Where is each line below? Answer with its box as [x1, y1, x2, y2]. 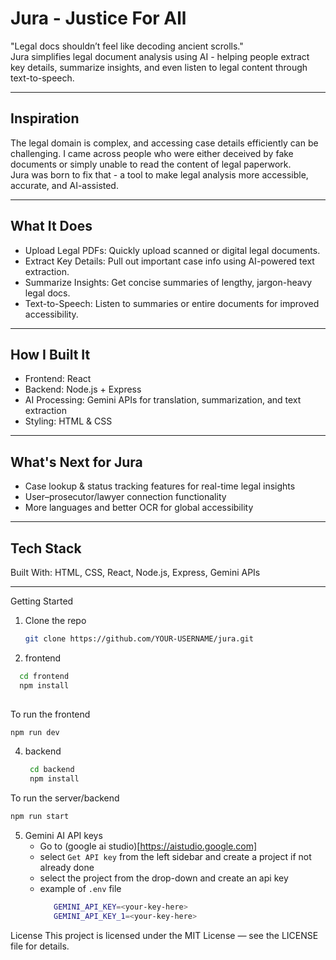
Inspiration [10, 110, 80, 127]
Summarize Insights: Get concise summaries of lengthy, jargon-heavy [24, 276, 313, 288]
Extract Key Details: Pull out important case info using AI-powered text [24, 255, 315, 267]
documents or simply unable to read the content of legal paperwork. [10, 158, 292, 170]
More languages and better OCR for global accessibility [24, 502, 254, 514]
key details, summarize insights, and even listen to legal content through [10, 61, 308, 73]
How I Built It [10, 346, 91, 363]
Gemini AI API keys [24, 830, 103, 841]
